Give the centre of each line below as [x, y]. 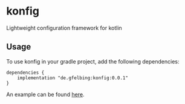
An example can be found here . [45, 94]
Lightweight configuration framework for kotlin [64, 28]
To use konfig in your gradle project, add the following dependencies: [93, 61]
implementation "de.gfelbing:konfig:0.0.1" [73, 78]
